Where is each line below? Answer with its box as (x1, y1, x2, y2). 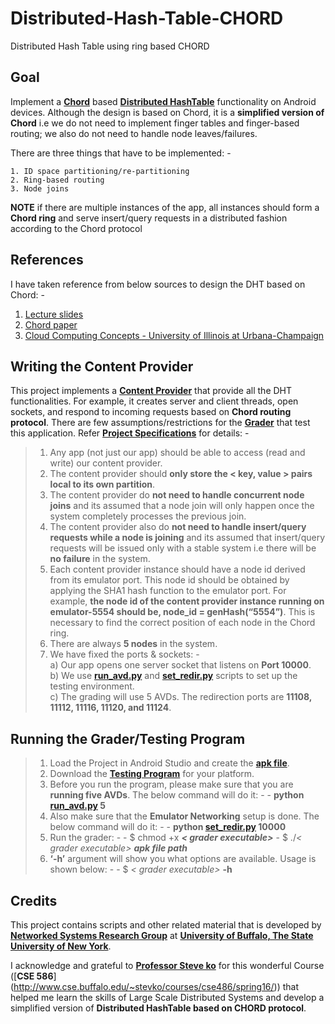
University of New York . (10, 940, 112, 952)
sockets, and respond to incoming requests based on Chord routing (10, 406, 292, 418)
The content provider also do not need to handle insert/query (49, 521, 307, 533)
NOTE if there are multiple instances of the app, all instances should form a (10, 201, 320, 213)
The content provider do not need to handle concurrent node (49, 489, 305, 501)
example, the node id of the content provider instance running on (49, 595, 325, 607)
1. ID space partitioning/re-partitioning (10, 166, 190, 176)
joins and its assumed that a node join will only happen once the (49, 500, 315, 512)
